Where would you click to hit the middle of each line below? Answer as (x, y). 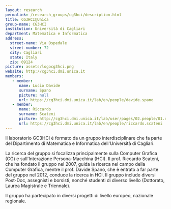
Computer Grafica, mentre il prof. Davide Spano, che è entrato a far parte (82, 169)
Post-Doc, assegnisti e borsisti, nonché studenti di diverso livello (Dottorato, (85, 180)
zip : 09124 (21, 62)
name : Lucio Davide (39, 85)
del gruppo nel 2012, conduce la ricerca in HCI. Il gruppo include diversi (81, 175)
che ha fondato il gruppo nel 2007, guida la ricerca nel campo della (75, 164)
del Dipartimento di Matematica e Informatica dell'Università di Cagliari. (80, 143)
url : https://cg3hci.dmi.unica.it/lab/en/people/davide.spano (86, 100)
